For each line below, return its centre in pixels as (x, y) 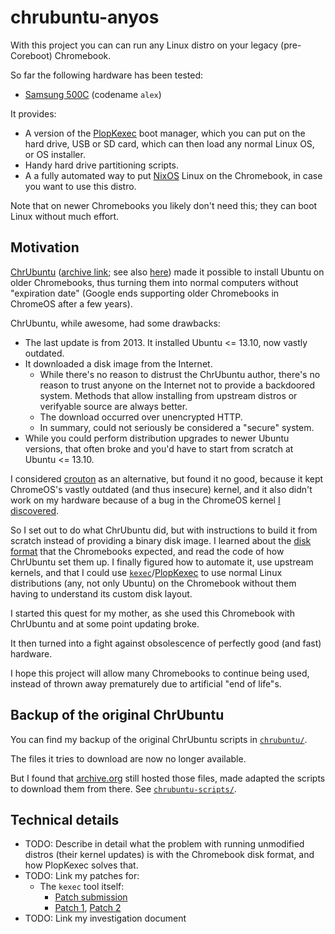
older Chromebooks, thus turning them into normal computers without (154, 282)
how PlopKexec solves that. (81, 865)
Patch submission (91, 897)
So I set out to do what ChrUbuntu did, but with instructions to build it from (164, 530)
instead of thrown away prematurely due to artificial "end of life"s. (146, 683)
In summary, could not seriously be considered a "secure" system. (177, 427)
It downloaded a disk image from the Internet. (118, 363)
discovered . (35, 510)
